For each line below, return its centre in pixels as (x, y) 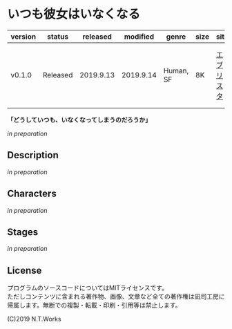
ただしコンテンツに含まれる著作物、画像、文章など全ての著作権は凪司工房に (116, 297)
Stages (23, 232)
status (58, 37)
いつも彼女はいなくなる (74, 14)
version (23, 37)
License (25, 270)
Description (33, 155)
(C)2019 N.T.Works (34, 319)
